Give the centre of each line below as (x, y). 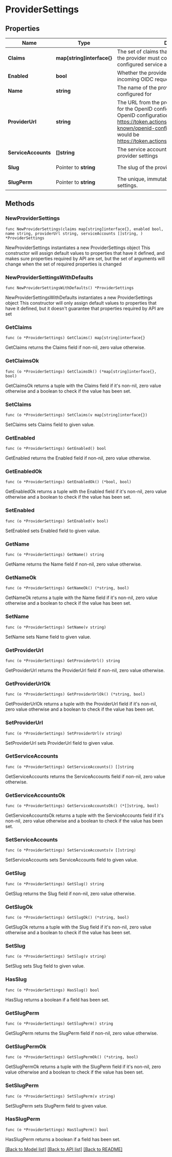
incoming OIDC (135, 79)
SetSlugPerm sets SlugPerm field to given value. (56, 1106)
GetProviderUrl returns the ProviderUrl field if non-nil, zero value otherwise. (85, 670)
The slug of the (135, 167)
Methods (20, 204)
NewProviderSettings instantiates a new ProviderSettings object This (78, 248)
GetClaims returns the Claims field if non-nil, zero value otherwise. (76, 347)
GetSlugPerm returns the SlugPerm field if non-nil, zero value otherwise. (82, 1033)
